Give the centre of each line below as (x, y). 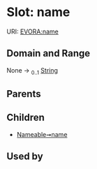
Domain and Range (48, 53)
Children (25, 118)
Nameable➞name (42, 134)
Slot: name (38, 12)
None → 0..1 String (32, 71)
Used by (25, 157)
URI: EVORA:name (32, 31)
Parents (24, 94)
